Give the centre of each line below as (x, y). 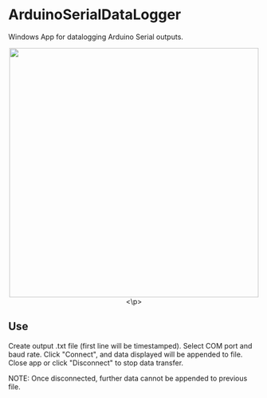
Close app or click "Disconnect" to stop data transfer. (96, 363)
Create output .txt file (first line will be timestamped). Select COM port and (130, 345)
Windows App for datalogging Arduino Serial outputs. (96, 37)
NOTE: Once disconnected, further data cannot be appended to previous (128, 378)
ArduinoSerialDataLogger (95, 15)
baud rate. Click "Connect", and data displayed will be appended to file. (126, 354)
